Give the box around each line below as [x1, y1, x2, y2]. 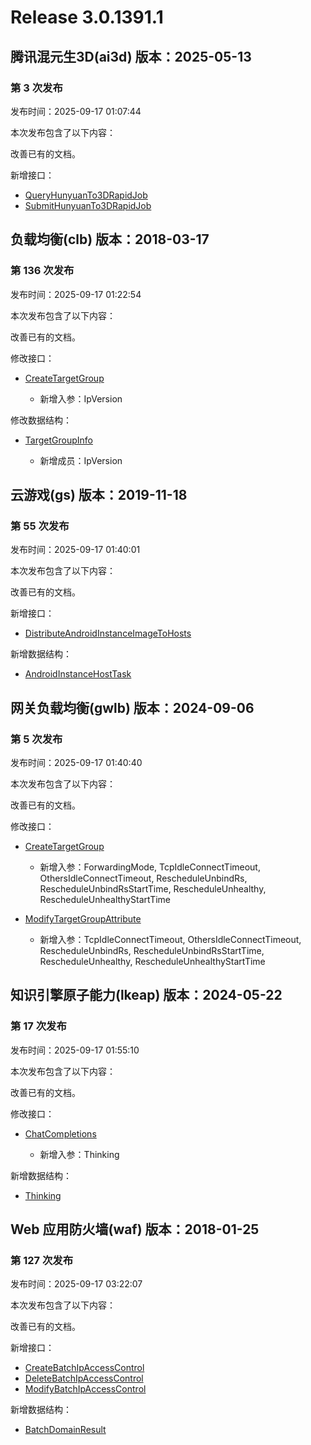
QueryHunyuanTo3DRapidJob [24, 189, 148, 201]
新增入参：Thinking [39, 1148, 120, 1160]
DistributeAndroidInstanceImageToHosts [24, 627, 192, 640]
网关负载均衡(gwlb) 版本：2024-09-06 [10, 699, 255, 716]
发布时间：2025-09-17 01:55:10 [10, 1044, 140, 1056]
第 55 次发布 [10, 519, 70, 533]
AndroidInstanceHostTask [24, 668, 132, 680]
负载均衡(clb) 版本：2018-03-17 [10, 231, 210, 248]
